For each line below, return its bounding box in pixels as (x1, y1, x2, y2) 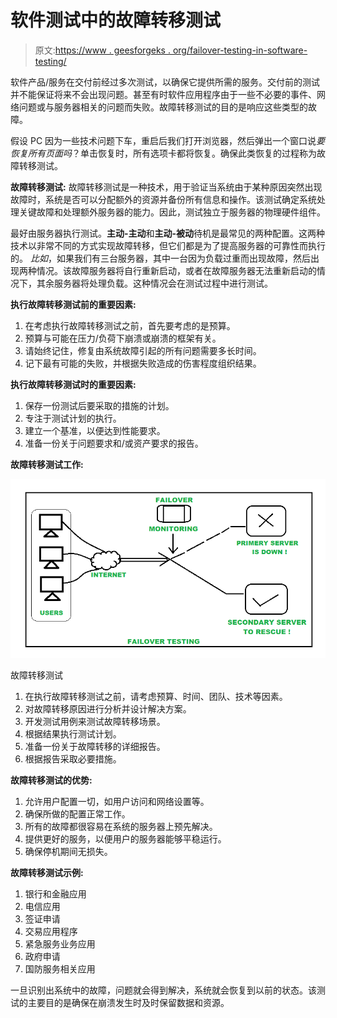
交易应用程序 (24, 926, 78, 938)
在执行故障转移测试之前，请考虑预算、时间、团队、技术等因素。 (24, 691, 288, 703)
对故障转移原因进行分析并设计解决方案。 (24, 703, 192, 715)
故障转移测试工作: (10, 458, 84, 470)
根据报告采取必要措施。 (24, 753, 122, 765)
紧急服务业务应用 (24, 938, 96, 950)
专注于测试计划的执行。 (24, 412, 122, 424)
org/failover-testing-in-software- (172, 44, 308, 56)
